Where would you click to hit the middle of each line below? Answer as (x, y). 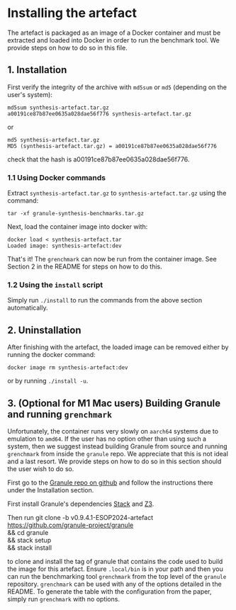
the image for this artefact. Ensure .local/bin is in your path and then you (115, 569)
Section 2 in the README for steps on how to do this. (85, 266)
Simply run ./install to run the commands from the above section (105, 300)
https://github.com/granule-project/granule (71, 525)
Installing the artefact (72, 13)
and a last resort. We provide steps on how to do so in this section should (114, 461)
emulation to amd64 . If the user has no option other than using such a (107, 439)
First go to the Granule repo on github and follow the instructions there (110, 482)
